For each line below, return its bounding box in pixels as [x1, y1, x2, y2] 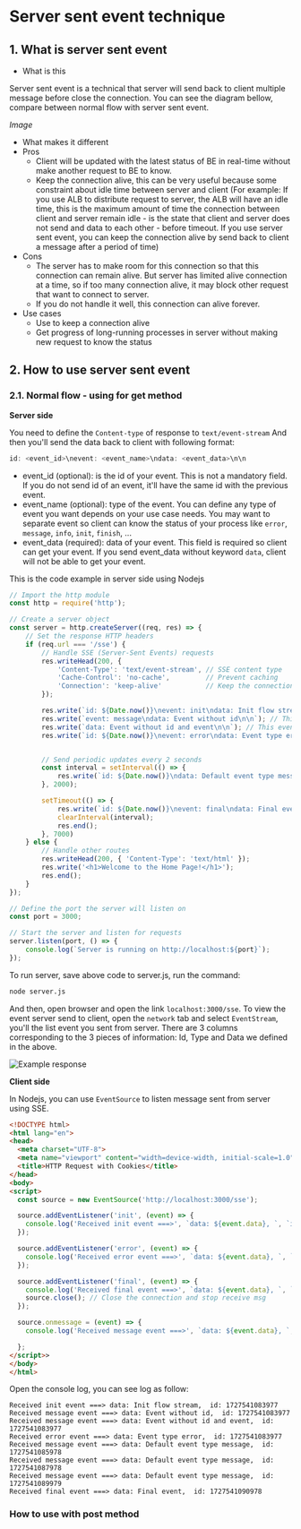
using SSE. [9, 1103, 49, 1113]
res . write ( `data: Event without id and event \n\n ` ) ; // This [41, 723, 275, 732]
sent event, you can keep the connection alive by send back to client [35, 232, 289, 243]
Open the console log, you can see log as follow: [9, 1384, 190, 1395]
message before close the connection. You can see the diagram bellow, [9, 92, 273, 103]
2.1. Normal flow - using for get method [9, 390, 183, 402]
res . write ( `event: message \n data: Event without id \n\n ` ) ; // [41, 714, 279, 723]
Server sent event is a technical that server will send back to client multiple [9, 83, 286, 93]
